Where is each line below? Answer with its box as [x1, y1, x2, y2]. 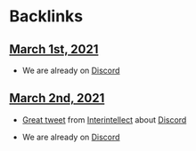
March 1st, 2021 [9, 42, 99, 57]
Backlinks [9, 6, 84, 27]
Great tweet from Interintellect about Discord [21, 114, 187, 125]
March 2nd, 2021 [9, 91, 105, 106]
